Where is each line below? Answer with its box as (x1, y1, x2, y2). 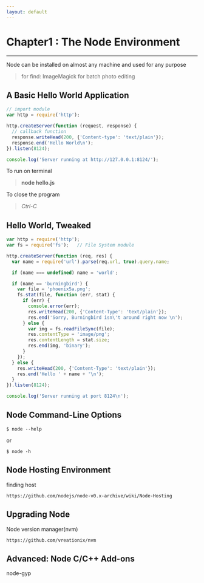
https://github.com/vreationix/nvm (6, 537, 97, 544)
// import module (6, 106, 50, 112)
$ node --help (6, 426, 42, 432)
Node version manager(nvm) (6, 525, 78, 533)
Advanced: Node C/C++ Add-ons (6, 553, 135, 564)
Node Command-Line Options (6, 410, 122, 420)
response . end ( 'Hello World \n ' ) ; (12, 140, 94, 146)
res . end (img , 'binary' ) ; (28, 343, 91, 349)
